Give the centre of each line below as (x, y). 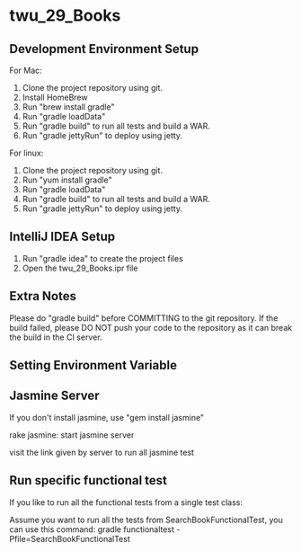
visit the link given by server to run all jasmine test (102, 452)
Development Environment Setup (104, 49)
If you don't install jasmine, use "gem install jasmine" (107, 417)
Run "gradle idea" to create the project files (103, 258)
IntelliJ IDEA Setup (62, 237)
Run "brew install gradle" (68, 107)
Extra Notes (43, 296)
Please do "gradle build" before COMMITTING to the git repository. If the (144, 318)
